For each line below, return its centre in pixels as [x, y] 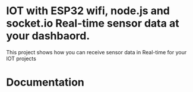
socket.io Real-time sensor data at [93, 23]
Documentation [45, 82]
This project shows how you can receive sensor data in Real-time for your [96, 52]
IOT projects [21, 58]
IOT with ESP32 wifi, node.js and [88, 11]
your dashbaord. [48, 36]
